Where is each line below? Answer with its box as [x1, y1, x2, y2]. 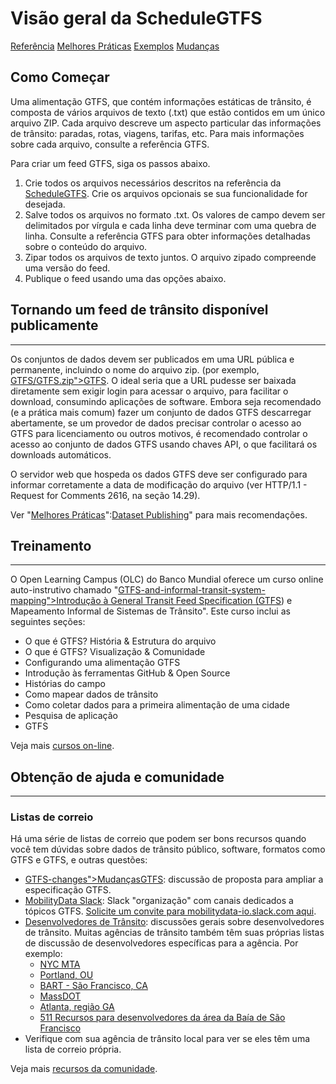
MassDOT [39, 990, 82, 1002]
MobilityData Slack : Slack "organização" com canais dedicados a [24, 895, 294, 907]
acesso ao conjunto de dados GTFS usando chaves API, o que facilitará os [10, 438, 318, 450]
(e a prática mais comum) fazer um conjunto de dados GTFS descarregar [10, 406, 312, 418]
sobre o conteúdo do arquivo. [24, 240, 148, 252]
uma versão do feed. [24, 262, 111, 274]
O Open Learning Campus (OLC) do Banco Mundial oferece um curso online [10, 573, 324, 586]
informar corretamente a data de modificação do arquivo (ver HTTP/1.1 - [10, 478, 308, 491]
